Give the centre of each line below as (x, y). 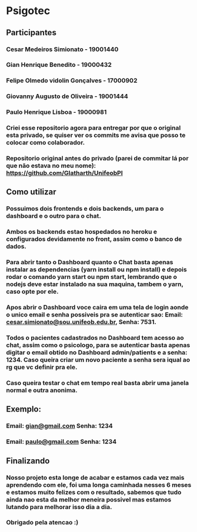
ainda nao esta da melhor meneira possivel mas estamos (89, 499)
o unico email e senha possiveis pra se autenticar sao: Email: (95, 315)
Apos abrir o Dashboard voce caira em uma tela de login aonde (97, 308)
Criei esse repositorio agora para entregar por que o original (94, 128)
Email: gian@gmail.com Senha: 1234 (59, 426)
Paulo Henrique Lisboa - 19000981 (56, 112)
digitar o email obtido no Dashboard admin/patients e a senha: (97, 352)
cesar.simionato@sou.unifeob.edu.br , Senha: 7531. (81, 322)
